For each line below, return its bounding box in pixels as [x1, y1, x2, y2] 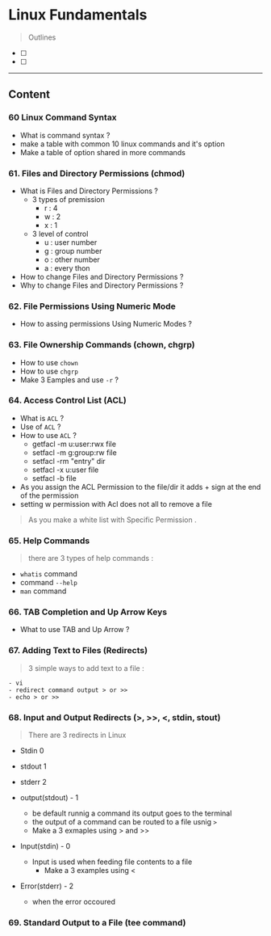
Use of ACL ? [19, 422, 61, 432]
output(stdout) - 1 [19, 793, 79, 802]
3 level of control [31, 229, 89, 238]
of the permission [19, 491, 79, 500]
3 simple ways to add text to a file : [27, 663, 144, 672]
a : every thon [44, 263, 90, 272]
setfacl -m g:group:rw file [31, 447, 117, 457]
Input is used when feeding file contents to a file [31, 857, 193, 866]
